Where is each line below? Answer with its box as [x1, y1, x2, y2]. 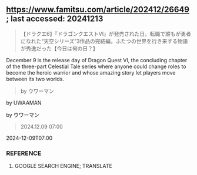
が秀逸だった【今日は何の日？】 [20, 45, 98, 52]
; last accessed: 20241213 [6, 14, 103, 24]
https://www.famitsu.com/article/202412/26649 [6, 5, 190, 15]
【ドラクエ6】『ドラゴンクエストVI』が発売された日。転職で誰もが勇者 [20, 30, 191, 37]
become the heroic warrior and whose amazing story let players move [6, 69, 176, 76]
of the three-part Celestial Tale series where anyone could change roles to [6, 63, 186, 70]
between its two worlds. [6, 75, 65, 82]
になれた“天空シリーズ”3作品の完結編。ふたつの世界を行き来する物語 [20, 38, 188, 45]
